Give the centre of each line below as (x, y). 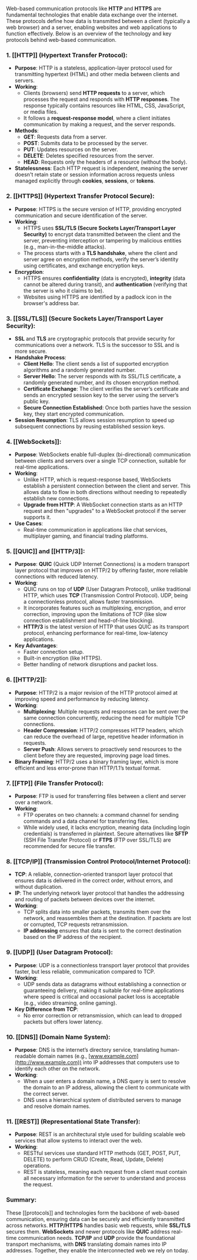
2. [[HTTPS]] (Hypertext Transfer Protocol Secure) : (80, 196)
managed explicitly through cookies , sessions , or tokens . (85, 181)
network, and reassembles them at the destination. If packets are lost (107, 918)
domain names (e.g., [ (64, 1056)
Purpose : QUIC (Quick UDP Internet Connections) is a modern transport (102, 564)
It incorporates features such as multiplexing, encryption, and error (105, 608)
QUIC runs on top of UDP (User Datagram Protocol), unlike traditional (107, 589)
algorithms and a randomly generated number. (80, 370)
